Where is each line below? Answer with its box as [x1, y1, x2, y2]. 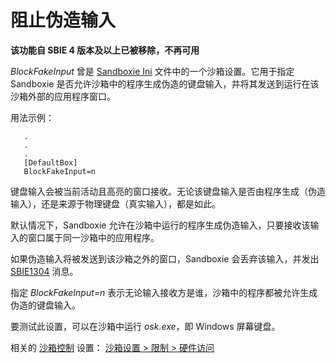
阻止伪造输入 [10, 9, 117, 32]
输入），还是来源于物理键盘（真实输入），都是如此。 [10, 197, 221, 210]
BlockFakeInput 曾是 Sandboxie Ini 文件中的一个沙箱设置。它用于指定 [10, 65, 295, 77]
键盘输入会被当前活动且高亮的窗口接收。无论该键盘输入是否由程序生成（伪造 [10, 185, 326, 197]
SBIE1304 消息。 [10, 265, 79, 277]
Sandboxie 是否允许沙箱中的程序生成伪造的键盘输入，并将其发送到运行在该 [10, 77, 320, 90]
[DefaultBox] [23, 157, 78, 168]
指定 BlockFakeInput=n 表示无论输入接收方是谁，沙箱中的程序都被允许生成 [10, 286, 318, 298]
